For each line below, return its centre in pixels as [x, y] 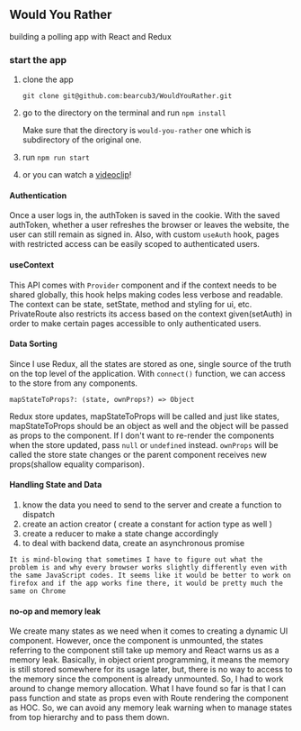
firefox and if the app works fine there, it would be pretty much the [146, 583]
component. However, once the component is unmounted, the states [136, 641]
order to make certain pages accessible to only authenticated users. [136, 323]
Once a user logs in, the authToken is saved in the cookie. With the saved [145, 215]
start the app [38, 59]
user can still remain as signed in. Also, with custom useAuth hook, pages [145, 234]
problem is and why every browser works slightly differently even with [148, 567]
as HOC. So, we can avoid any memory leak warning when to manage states [151, 708]
